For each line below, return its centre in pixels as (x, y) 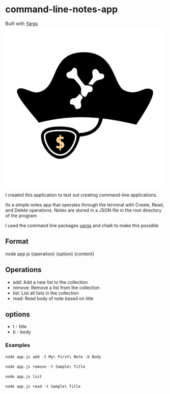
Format (17, 241)
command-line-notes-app (62, 9)
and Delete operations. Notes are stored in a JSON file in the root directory (83, 210)
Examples (18, 345)
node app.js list (24, 376)
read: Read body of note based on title (53, 298)
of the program (21, 216)
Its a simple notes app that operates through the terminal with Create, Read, (85, 204)
